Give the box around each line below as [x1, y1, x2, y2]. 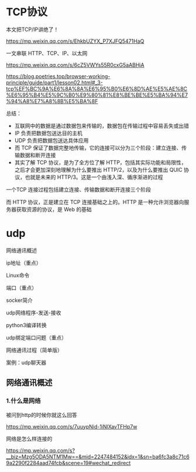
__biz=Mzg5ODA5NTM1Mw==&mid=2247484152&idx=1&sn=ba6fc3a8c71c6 [6, 453, 190, 460]
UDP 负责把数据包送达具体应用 [14, 137, 89, 144]
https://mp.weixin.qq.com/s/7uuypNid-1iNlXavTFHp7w [6, 423, 137, 430]
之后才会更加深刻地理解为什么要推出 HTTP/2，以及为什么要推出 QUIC [14, 166, 183, 173]
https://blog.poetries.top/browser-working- [6, 73, 111, 80]
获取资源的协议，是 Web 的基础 [16, 206, 92, 213]
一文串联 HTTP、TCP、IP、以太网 [6, 49, 88, 56]
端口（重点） [6, 284, 37, 291]
